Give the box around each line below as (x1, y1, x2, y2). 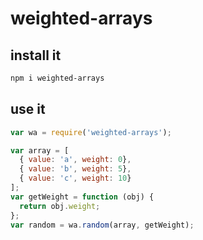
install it (10, 47, 62, 64)
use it (10, 101, 46, 118)
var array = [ (10, 145, 70, 156)
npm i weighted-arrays (10, 73, 105, 83)
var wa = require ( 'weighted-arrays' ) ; (10, 127, 172, 137)
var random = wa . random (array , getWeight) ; (10, 220, 195, 230)
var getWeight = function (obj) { (10, 192, 155, 202)
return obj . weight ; (19, 201, 101, 211)
